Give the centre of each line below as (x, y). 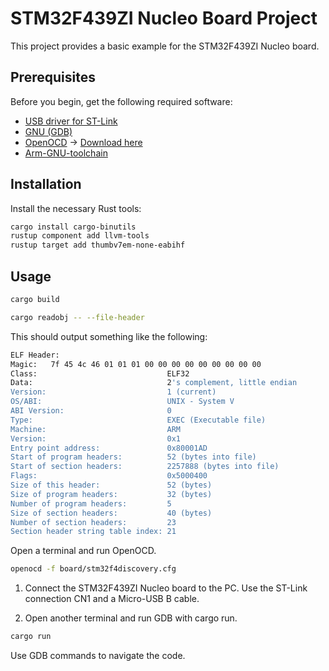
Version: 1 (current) (113, 392)
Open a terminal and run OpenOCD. (83, 551)
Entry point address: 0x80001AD (109, 448)
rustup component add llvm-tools (80, 236)
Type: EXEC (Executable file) (138, 420)
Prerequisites (53, 77)
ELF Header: (35, 355)
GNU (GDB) (48, 131)
